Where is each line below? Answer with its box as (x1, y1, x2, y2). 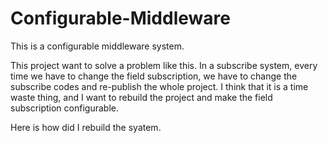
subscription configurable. (10, 102, 119, 114)
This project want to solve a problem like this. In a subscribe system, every (10, 59, 318, 71)
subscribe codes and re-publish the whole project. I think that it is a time (10, 80, 309, 92)
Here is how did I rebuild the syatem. (10, 121, 162, 133)
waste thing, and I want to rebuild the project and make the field (10, 91, 273, 103)
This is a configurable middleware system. (10, 40, 185, 52)
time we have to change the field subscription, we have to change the (10, 70, 298, 82)
